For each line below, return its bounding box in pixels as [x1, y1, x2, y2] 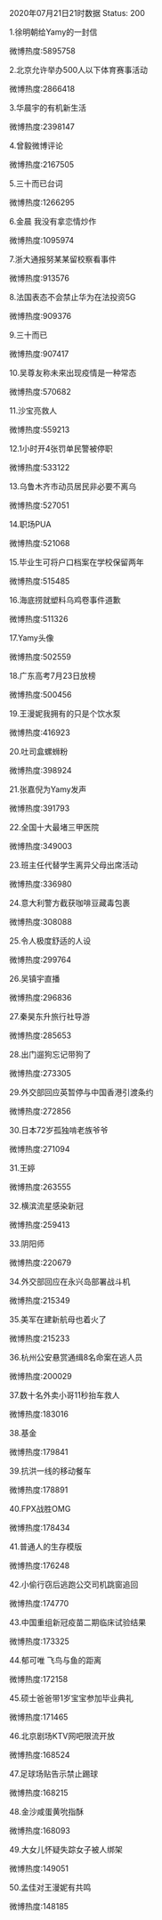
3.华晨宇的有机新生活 [9, 102, 87, 113]
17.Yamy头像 [9, 633, 54, 643]
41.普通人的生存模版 [9, 1541, 83, 1552]
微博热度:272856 [9, 1106, 71, 1116]
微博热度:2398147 [9, 121, 76, 132]
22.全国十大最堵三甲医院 [9, 822, 100, 832]
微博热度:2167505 [9, 159, 75, 169]
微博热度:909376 [9, 311, 72, 321]
